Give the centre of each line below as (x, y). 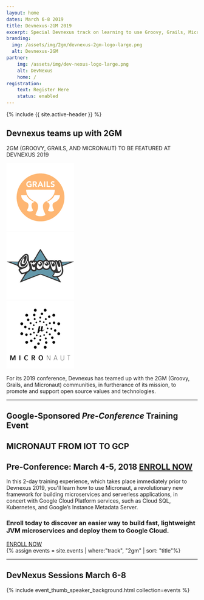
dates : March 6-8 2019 (35, 19)
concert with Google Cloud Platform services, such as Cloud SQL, (89, 501)
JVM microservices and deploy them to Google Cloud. (88, 531)
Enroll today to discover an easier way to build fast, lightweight (101, 523)
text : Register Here (43, 90)
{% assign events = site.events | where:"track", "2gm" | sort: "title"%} (93, 550)
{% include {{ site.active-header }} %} (54, 114)
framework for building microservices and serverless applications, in (92, 494)
